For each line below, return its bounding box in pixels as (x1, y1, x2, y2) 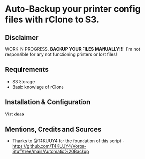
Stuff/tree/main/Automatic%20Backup (12, 148, 89, 155)
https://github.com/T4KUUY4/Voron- (12, 143, 87, 149)
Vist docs (5, 111, 24, 117)
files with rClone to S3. (5, 14, 99, 25)
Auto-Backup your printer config (5, 3, 141, 15)
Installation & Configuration (5, 98, 91, 106)
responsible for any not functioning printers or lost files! (5, 51, 117, 57)
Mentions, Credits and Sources (5, 125, 102, 134)
